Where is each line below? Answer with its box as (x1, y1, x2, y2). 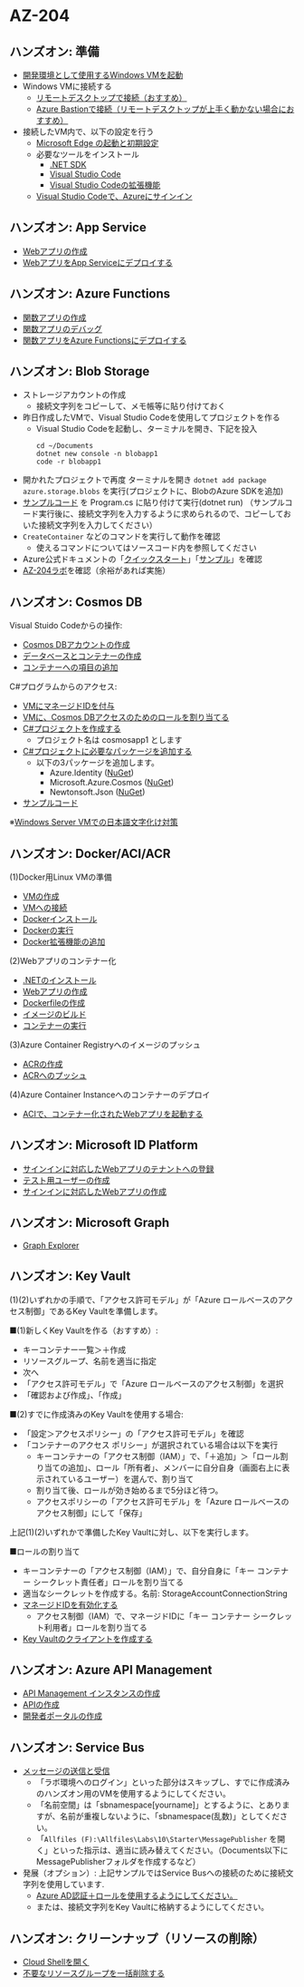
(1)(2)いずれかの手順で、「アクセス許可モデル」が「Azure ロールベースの (9, 1294, 279, 1305)
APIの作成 (22, 1700, 61, 1710)
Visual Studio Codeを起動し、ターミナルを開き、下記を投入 (35, 424, 258, 434)
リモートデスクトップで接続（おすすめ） (35, 93, 187, 102)
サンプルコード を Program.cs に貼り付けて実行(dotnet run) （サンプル (22, 497, 285, 508)
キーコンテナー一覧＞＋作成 (22, 1344, 127, 1355)
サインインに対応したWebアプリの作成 (22, 1185, 167, 1197)
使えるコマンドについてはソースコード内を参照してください (35, 542, 257, 553)
